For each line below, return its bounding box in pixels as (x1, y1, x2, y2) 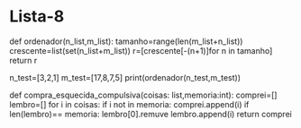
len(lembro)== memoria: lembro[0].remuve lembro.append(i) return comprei (9, 108, 293, 119)
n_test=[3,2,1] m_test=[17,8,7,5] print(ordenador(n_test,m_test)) (9, 72, 242, 82)
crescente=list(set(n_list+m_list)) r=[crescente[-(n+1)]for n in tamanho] (9, 45, 273, 55)
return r (9, 55, 38, 65)
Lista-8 (9, 6, 65, 27)
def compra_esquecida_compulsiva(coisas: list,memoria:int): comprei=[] (9, 90, 278, 100)
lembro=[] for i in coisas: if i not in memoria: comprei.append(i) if (9, 98, 250, 109)
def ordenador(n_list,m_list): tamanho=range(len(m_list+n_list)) (9, 36, 243, 47)
